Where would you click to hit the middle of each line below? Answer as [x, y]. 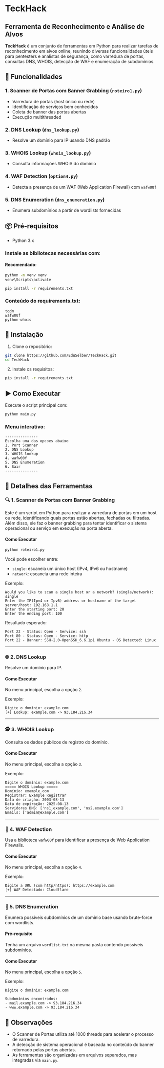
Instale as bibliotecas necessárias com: [53, 253]
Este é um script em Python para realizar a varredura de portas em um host [81, 512]
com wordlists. [20, 922]
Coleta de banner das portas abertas [49, 112]
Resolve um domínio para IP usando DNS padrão [61, 140]
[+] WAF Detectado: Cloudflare [37, 890]
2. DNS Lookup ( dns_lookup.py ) [42, 130]
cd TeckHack [17, 360]
